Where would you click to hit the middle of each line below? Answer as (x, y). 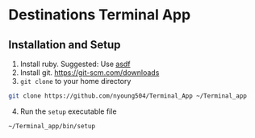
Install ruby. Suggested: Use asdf (75, 64)
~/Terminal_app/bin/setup (52, 126)
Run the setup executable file (68, 111)
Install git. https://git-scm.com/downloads (90, 73)
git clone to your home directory (75, 81)
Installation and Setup (65, 45)
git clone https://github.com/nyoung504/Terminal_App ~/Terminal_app (128, 96)
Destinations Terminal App (100, 15)
